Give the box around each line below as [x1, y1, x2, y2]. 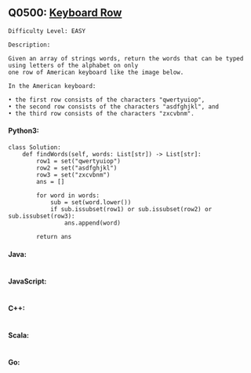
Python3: [8, 126, 39, 136]
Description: [8, 41, 51, 49]
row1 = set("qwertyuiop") [36, 157, 122, 166]
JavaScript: [8, 276, 47, 286]
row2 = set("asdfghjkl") [36, 164, 118, 172]
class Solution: [8, 144, 61, 152]
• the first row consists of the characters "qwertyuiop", [8, 96, 206, 104]
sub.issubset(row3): [8, 212, 76, 221]
